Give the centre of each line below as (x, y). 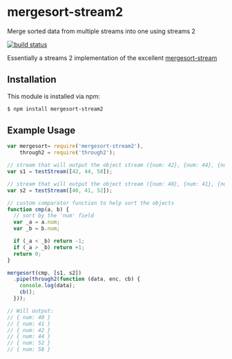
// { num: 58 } (29, 349)
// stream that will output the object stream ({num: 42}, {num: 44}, (111, 165)
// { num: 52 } (29, 343)
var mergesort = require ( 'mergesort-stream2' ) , (75, 146)
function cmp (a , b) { (38, 209)
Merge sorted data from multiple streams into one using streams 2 (101, 31)
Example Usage (41, 131)
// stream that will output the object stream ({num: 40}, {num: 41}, (111, 184)
